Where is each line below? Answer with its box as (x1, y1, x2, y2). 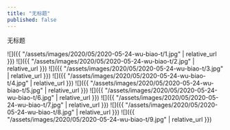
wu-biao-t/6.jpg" (7, 93, 55, 101)
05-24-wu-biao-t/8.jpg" (7, 107, 75, 116)
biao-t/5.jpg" (7, 86, 43, 94)
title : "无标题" (7, 10, 51, 17)
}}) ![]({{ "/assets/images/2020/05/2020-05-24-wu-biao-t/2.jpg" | (7, 57, 195, 65)
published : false (7, 16, 57, 23)
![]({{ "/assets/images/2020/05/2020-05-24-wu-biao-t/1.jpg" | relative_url (7, 49, 218, 58)
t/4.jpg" (7, 79, 29, 87)
